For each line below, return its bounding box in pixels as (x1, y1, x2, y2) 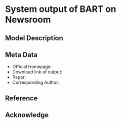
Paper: (12, 74, 26, 80)
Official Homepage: (12, 63, 52, 70)
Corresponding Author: (12, 79, 59, 85)
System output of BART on (5, 3, 117, 15)
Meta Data (5, 51, 38, 59)
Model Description (5, 34, 63, 42)
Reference (5, 94, 38, 102)
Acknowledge (5, 111, 49, 120)
